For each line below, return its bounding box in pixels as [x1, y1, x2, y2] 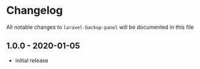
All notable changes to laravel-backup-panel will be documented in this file [6, 23, 194, 31]
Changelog [6, 4, 63, 17]
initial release [15, 56, 48, 64]
